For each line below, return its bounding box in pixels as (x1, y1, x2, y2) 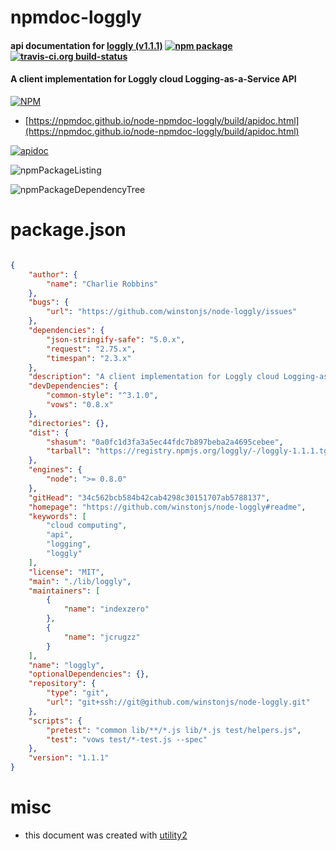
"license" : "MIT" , (28, 567, 105, 577)
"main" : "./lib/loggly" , (28, 576, 132, 586)
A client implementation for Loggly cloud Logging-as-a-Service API (10, 73, 297, 85)
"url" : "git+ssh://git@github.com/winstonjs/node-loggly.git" (46, 697, 311, 708)
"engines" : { (28, 465, 83, 475)
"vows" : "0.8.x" (46, 400, 114, 410)
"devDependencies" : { (28, 381, 118, 391)
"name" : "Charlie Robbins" (46, 279, 159, 289)
